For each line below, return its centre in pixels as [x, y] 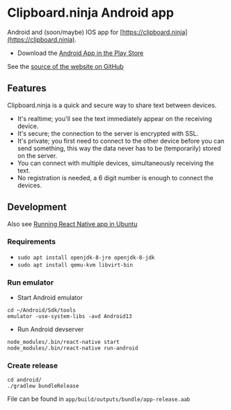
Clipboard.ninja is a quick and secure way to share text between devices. [112, 105]
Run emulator [31, 282]
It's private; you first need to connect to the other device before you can [121, 141]
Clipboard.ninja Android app [90, 13]
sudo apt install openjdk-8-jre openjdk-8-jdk [86, 258]
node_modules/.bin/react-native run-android [73, 348]
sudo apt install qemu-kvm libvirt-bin [75, 265]
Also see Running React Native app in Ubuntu [72, 223]
